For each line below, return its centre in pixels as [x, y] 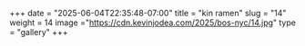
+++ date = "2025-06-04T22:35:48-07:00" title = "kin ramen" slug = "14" [148, 13]
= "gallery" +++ [39, 32]
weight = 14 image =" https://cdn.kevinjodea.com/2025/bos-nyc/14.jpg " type [152, 23]
